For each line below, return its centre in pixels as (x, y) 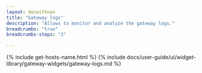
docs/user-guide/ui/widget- (161, 57)
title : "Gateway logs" (35, 18)
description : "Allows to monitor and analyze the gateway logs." (90, 23)
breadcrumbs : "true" (32, 29)
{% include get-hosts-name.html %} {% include (66, 57)
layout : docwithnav (31, 12)
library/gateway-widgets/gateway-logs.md (59, 64)
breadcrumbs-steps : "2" (36, 35)
